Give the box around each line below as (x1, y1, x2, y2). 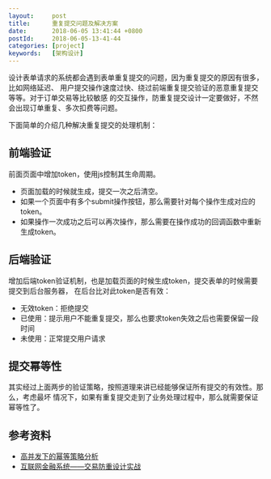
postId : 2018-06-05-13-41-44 (8, 34, 121, 43)
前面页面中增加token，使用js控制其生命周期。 (8, 169, 160, 179)
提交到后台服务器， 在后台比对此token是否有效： (8, 286, 171, 295)
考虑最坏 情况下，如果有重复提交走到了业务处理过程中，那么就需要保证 (22, 392, 259, 402)
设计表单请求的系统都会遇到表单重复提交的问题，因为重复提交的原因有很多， (8, 73, 264, 82)
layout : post (8, 11, 67, 20)
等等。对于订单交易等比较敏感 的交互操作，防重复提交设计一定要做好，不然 (8, 93, 259, 102)
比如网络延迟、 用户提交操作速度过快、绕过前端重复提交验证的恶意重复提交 (8, 83, 259, 92)
